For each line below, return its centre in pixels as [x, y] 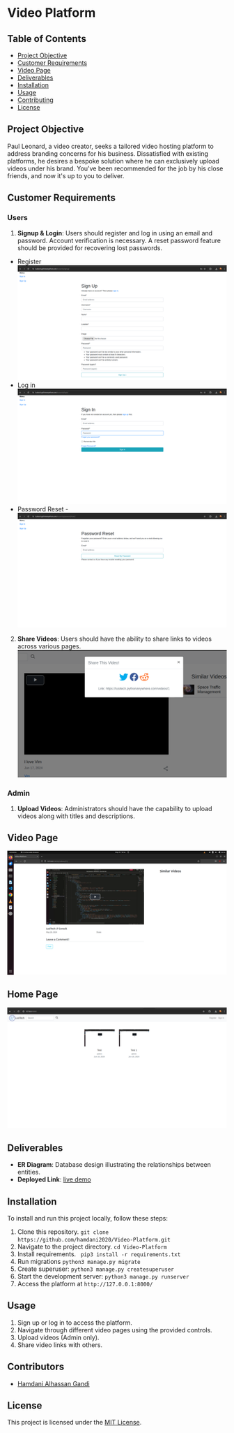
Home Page [33, 995]
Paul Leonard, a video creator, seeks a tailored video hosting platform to [110, 146]
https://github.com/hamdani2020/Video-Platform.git [94, 1239]
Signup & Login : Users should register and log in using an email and [115, 233]
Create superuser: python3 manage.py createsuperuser [95, 1269]
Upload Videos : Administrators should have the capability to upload [115, 808]
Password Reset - [43, 509]
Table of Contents [47, 39]
